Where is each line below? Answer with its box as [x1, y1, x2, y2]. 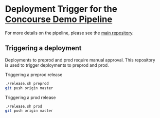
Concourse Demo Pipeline [5, 14, 113, 25]
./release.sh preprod [5, 81, 49, 86]
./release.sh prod [5, 104, 42, 109]
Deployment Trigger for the [5, 3, 118, 15]
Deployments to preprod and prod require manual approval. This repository [5, 57, 156, 63]
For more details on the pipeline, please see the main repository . [5, 30, 134, 36]
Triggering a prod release [5, 94, 56, 100]
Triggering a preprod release [5, 72, 63, 78]
